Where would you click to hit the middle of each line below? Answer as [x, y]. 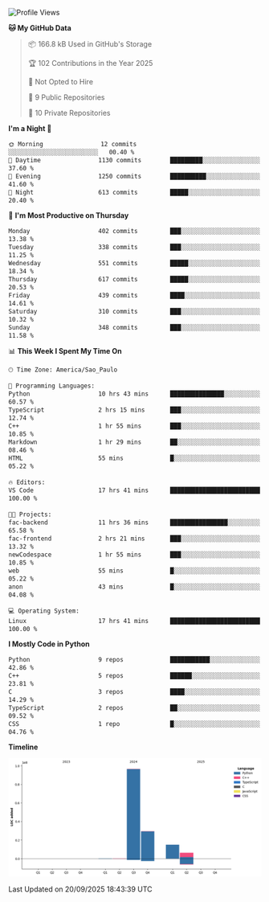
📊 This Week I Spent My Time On [65, 351]
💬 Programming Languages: [51, 386]
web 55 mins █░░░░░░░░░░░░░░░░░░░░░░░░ [134, 571]
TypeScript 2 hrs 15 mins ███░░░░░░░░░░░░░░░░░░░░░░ [134, 410]
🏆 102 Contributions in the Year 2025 [90, 63]
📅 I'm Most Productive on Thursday [69, 215]
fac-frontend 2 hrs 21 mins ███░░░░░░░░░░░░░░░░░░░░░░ [134, 539]
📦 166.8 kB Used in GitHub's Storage [90, 44]
